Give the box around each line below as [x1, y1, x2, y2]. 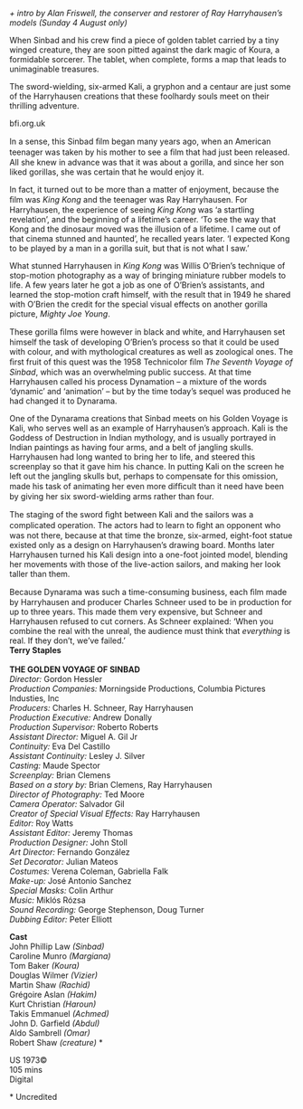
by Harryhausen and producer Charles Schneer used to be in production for [9, 597, 292, 607]
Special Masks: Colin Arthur [9, 886, 114, 896]
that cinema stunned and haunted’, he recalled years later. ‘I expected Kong [9, 233, 290, 243]
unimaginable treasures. [9, 63, 99, 74]
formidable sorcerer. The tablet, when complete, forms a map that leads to [9, 54, 287, 64]
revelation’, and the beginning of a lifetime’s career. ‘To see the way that [9, 214, 277, 224]
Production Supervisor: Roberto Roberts [9, 722, 159, 732]
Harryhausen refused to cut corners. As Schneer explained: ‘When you [9, 616, 274, 627]
